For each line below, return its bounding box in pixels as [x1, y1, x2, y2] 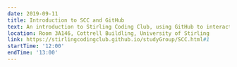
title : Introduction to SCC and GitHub [7, 17, 125, 24]
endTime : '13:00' [7, 50, 59, 57]
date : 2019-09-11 [7, 10, 59, 17]
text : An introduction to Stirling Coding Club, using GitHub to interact [7, 23, 232, 30]
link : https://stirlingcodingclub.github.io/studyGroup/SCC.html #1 [7, 36, 210, 43]
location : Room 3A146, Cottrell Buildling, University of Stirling [7, 29, 210, 37]
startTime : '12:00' [7, 43, 65, 50]
